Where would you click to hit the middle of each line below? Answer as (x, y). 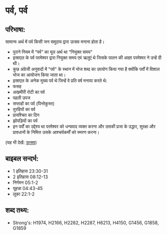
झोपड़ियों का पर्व (25, 121)
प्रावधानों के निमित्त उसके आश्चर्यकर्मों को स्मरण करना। (56, 132)
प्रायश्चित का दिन (26, 115)
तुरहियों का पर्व (24, 109)
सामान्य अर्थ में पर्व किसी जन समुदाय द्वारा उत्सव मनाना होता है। (55, 42)
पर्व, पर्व (17, 10)
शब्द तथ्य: (17, 210)
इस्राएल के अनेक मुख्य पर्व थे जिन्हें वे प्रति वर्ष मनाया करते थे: (60, 81)
